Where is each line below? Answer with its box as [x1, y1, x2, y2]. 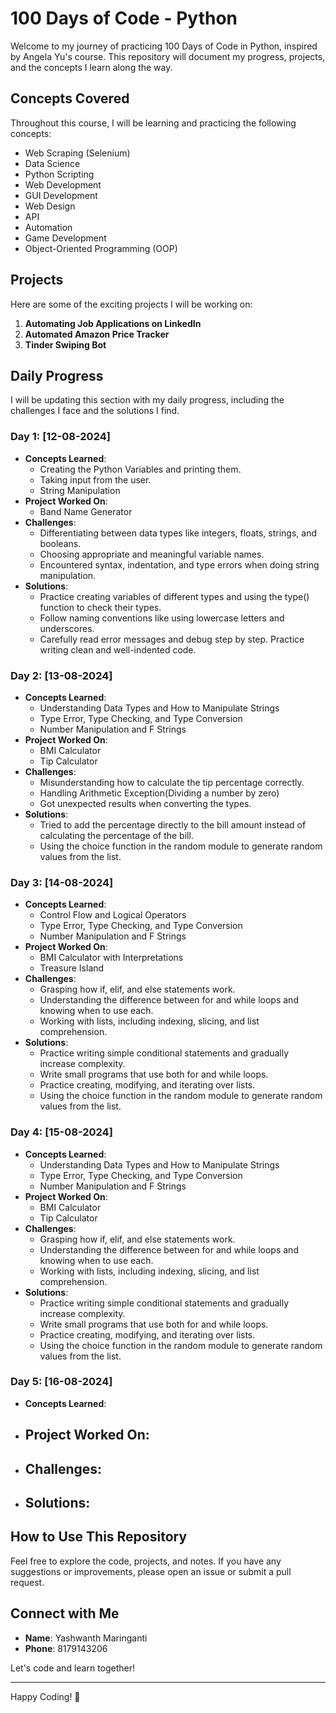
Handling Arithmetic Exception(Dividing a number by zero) [39, 787, 280, 799]
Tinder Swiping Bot [24, 338, 107, 351]
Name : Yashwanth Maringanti [24, 1632, 148, 1644]
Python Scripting [24, 168, 95, 180]
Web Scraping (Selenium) [24, 147, 131, 159]
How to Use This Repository [10, 1528, 188, 1546]
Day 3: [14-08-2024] [10, 875, 114, 889]
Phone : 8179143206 [24, 1642, 108, 1654]
